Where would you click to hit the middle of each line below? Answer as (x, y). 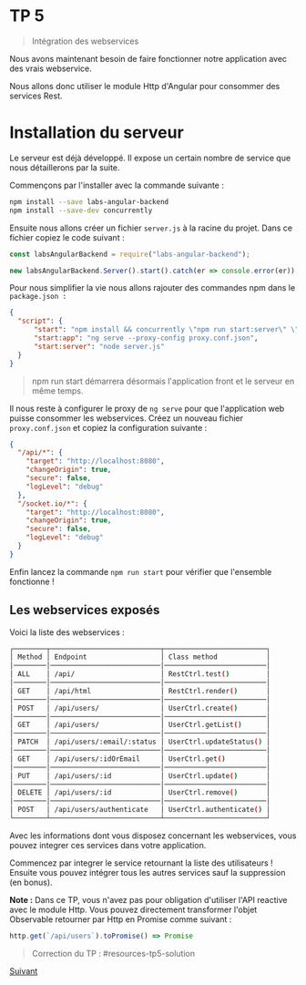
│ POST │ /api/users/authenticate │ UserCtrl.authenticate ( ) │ (140, 810)
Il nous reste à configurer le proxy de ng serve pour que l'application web (147, 408)
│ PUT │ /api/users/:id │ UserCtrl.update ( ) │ (140, 775)
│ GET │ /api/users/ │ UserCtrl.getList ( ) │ (140, 725)
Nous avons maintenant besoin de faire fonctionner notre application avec (148, 58)
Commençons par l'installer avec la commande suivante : (117, 185)
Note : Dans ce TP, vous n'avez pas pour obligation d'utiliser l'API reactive (148, 899)
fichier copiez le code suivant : (67, 237)
